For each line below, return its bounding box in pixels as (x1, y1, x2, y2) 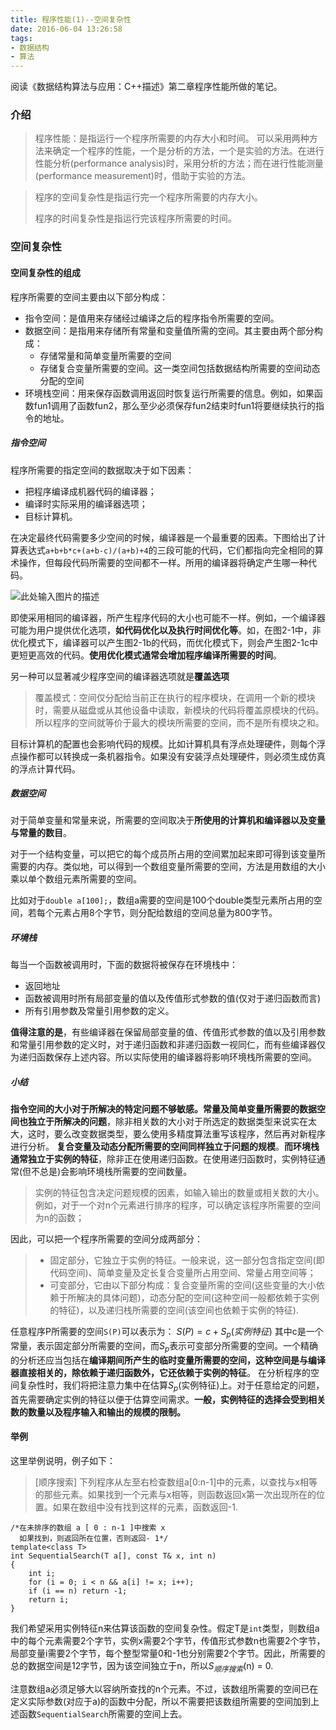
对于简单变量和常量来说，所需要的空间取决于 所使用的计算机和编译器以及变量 (10, 814, 326, 826)
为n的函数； (34, 1212, 85, 1224)
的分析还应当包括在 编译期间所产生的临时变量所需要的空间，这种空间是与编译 (10, 1354, 326, 1366)
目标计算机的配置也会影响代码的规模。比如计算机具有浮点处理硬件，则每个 (10, 737, 317, 750)
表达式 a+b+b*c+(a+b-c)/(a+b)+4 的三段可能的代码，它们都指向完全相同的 (18, 544, 315, 556)
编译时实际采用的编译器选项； (24, 497, 148, 510)
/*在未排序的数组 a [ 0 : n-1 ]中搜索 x (10, 1523, 166, 1533)
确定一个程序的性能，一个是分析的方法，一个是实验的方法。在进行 (52, 145, 325, 157)
